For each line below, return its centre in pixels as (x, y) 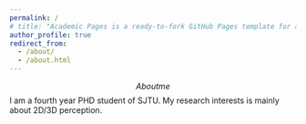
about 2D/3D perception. (56, 110)
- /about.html (44, 60)
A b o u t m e (153, 86)
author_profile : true (51, 35)
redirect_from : (38, 43)
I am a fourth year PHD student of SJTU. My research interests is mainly (144, 100)
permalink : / (34, 18)
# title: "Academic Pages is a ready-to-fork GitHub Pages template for (150, 26)
